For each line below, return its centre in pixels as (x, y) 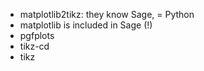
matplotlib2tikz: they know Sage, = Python (107, 14)
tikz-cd (34, 46)
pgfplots (37, 35)
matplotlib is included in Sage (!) (86, 25)
